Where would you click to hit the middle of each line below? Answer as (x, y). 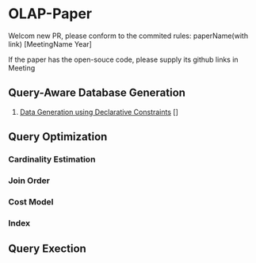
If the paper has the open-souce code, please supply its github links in (124, 59)
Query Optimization (58, 137)
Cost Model (31, 201)
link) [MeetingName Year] (50, 44)
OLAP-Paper (50, 14)
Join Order (29, 181)
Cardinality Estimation (52, 159)
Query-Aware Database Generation (97, 93)
